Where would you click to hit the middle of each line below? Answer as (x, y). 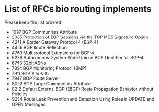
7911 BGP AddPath (30, 73)
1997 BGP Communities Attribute (44, 32)
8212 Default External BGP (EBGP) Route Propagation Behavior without (82, 89)
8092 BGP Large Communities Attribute (51, 83)
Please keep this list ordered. (34, 22)
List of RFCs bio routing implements (78, 9)
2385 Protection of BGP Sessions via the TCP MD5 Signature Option (80, 37)
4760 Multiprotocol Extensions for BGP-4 (53, 53)
